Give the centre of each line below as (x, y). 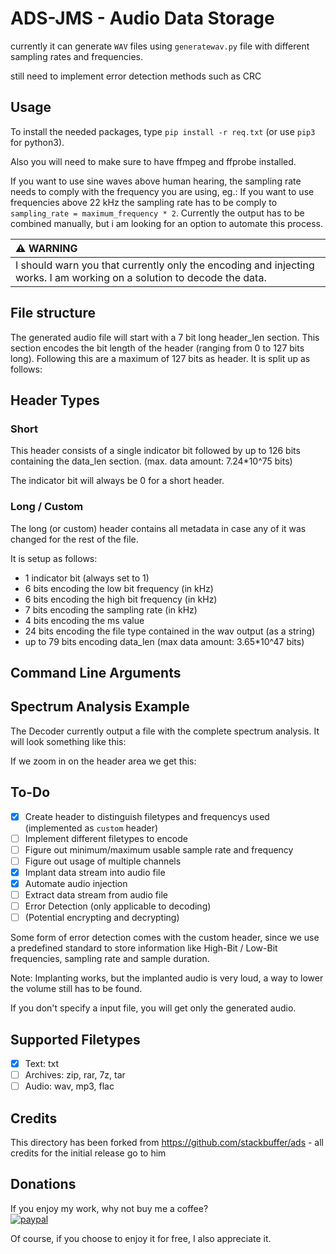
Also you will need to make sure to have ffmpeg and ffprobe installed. (153, 161)
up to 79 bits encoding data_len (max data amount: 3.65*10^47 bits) (164, 641)
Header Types (55, 400)
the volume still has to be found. (76, 989)
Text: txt (42, 1063)
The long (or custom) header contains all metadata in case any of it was (158, 528)
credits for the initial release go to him (88, 1153)
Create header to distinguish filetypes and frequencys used (147, 816)
